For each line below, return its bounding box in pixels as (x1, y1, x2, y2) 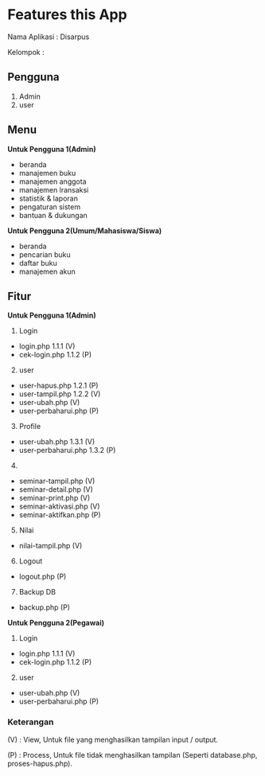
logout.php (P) (18, 571, 67, 582)
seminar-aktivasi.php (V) (18, 501, 100, 511)
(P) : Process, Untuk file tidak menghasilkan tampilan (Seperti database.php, (7, 750, 258, 759)
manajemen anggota (18, 177, 87, 186)
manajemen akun (18, 267, 76, 276)
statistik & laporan (18, 193, 79, 203)
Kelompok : (7, 47, 45, 57)
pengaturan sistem (18, 201, 81, 212)
